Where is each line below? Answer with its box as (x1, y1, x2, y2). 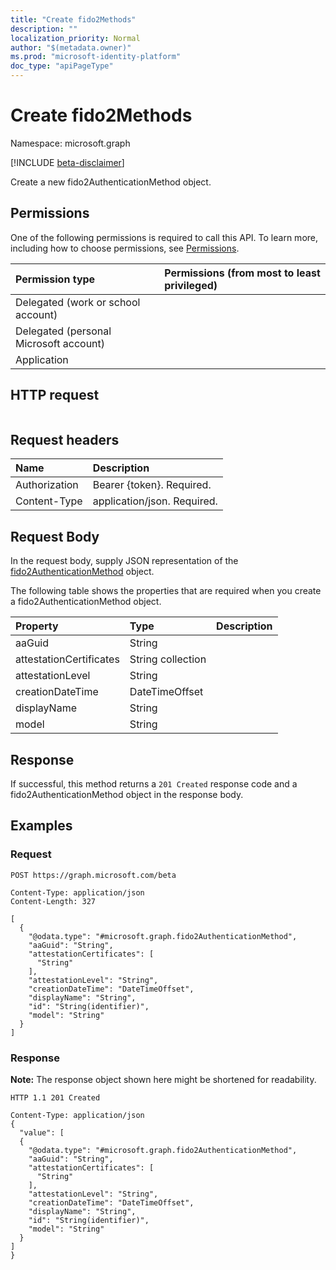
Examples (10, 817, 73, 835)
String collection (129, 652, 207, 666)
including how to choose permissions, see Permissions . (10, 242, 240, 254)
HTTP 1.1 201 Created (10, 1092, 101, 1103)
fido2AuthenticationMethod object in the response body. (10, 789, 244, 800)
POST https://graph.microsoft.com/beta (10, 870, 177, 880)
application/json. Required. (92, 494, 218, 508)
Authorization (15, 478, 79, 492)
